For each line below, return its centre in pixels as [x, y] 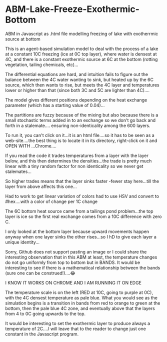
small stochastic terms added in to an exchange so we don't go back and [80, 120]
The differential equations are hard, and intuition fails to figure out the [77, 74]
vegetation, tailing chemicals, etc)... [42, 64]
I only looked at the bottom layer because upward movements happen [77, 231]
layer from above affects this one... [41, 186]
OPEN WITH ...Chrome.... [31, 145]
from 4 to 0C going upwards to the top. [45, 313]
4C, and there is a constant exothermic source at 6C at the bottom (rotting [81, 59]
